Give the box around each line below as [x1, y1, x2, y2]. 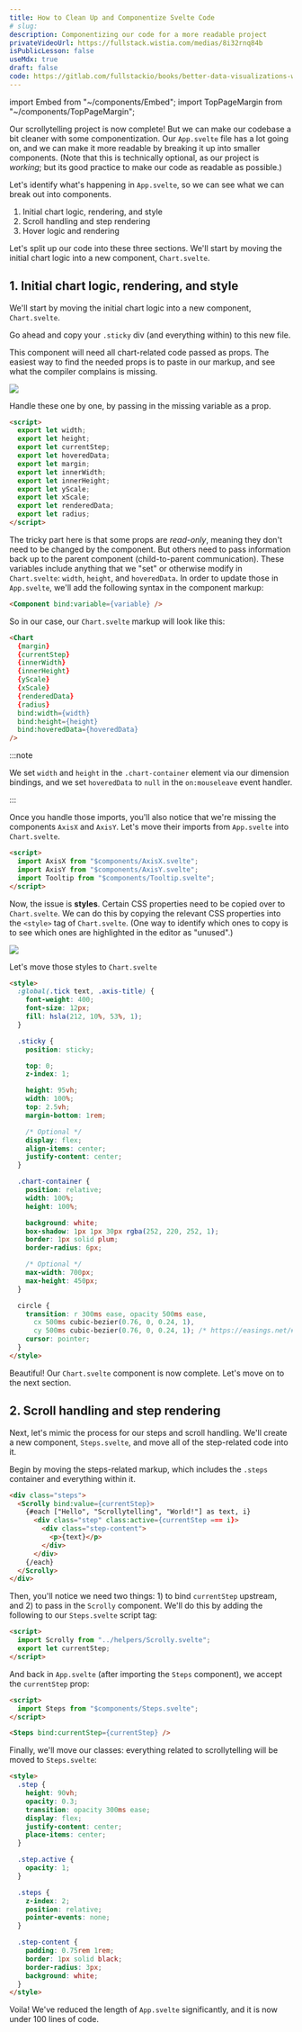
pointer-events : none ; [25, 1913, 111, 1922]
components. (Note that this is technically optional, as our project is [9, 152, 260, 163]
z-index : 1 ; [25, 1070, 70, 1079]
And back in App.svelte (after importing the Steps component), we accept [9, 1668, 283, 1679]
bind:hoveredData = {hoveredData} [17, 726, 139, 735]
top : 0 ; [25, 1061, 54, 1070]
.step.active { [17, 1856, 75, 1865]
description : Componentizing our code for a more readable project [9, 30, 268, 39]
